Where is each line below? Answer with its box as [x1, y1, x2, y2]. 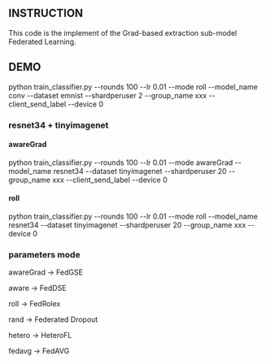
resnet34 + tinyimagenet [8, 119, 109, 131]
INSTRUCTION [8, 6, 84, 20]
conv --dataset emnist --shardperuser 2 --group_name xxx [8, 90, 207, 100]
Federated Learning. [8, 37, 76, 46]
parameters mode [8, 249, 81, 260]
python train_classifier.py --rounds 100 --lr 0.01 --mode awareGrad [8, 158, 233, 167]
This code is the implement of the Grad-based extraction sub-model [8, 28, 238, 37]
